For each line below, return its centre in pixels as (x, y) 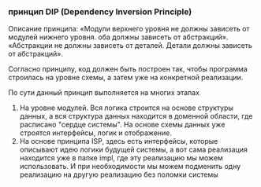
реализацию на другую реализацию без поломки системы (119, 174)
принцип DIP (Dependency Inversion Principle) (100, 12)
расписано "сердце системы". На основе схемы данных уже (122, 125)
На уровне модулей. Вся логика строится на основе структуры (127, 108)
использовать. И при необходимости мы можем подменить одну (130, 167)
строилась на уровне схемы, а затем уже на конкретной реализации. (126, 78)
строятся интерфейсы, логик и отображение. (95, 133)
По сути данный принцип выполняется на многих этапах (104, 93)
